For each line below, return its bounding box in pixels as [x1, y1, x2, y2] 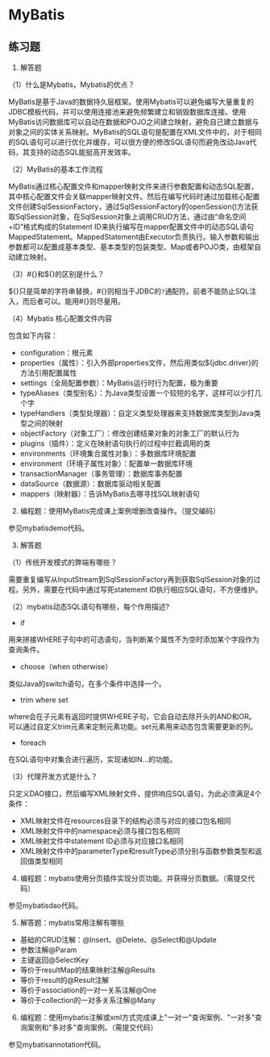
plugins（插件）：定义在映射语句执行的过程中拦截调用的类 [19, 439, 211, 448]
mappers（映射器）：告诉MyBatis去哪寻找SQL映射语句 [19, 489, 200, 498]
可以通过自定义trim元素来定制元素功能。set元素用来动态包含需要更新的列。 [8, 722, 258, 731]
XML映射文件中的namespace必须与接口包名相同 [19, 826, 181, 835]
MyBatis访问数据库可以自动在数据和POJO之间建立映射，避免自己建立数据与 [8, 117, 260, 127]
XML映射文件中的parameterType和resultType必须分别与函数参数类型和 [19, 847, 255, 855]
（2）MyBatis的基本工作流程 [8, 164, 103, 174]
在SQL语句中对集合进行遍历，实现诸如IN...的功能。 [8, 755, 177, 764]
